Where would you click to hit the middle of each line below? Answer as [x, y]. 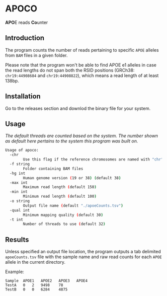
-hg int [18, 173]
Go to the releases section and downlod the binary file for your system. [78, 108]
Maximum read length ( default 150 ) [60, 187]
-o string [20, 201]
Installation [23, 97]
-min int [19, 192]
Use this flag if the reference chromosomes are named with [86, 159]
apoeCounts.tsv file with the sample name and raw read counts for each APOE [83, 257]
